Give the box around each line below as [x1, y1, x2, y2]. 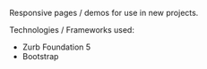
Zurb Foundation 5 [22, 42, 91, 52]
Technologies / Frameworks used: [9, 25, 134, 34]
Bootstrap [22, 51, 59, 61]
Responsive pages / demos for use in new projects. [9, 8, 199, 18]
